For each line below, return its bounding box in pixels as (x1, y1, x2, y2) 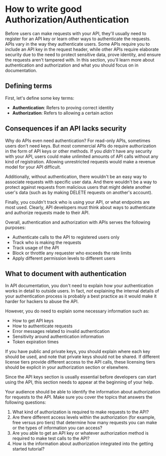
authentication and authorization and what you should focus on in (5, 62, 139, 68)
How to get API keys (12, 318, 54, 324)
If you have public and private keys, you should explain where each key (5, 349, 151, 355)
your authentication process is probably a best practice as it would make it (5, 293, 157, 299)
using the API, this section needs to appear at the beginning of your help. (5, 379, 154, 385)
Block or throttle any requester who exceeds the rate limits (12, 250, 132, 256)
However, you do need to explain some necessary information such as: (5, 308, 150, 314)
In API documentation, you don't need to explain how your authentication (5, 283, 154, 289)
